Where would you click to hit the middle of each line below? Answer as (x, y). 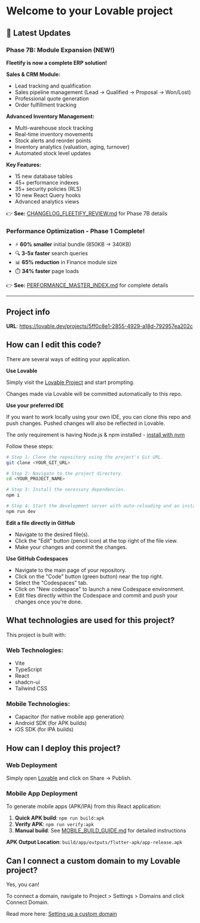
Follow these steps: (30, 446)
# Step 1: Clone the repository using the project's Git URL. (85, 457)
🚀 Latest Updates (39, 33)
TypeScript (28, 669)
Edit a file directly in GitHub (41, 522)
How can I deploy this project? (63, 748)
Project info (28, 312)
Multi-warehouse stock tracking (54, 128)
